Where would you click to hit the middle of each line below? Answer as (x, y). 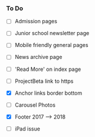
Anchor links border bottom (48, 93)
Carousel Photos (35, 105)
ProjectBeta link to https (44, 81)
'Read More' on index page (48, 69)
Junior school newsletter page (52, 33)
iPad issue (27, 129)
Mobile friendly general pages (51, 45)
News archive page (38, 57)
